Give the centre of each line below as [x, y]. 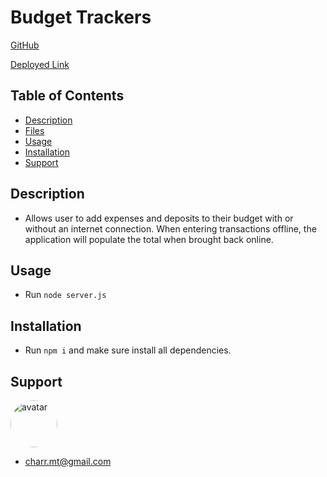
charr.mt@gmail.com [68, 461]
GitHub [25, 45]
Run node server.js [65, 295]
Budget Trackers [81, 17]
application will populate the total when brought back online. [149, 239]
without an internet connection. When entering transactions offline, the [170, 228]
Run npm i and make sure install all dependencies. [128, 350]
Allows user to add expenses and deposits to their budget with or [159, 218]
